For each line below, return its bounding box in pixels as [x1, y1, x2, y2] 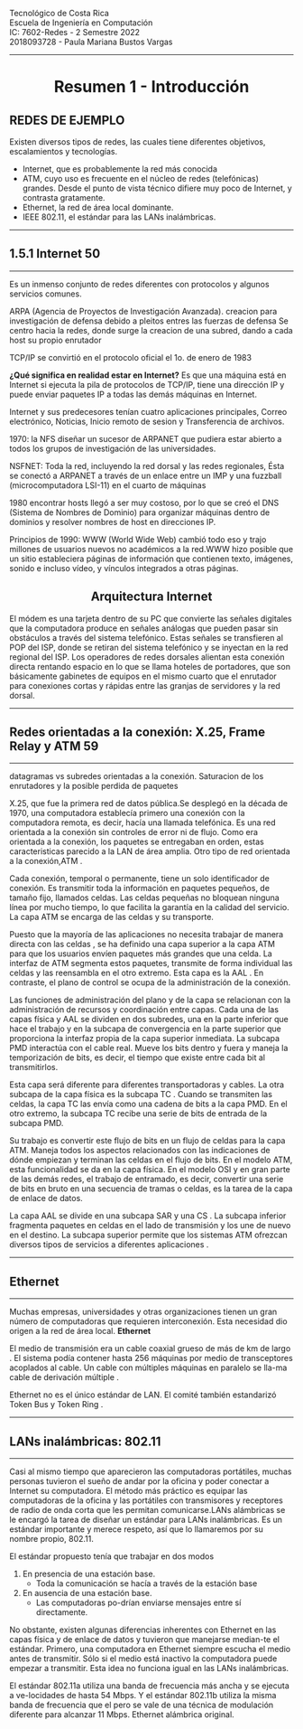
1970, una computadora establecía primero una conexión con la [9, 808, 245, 819]
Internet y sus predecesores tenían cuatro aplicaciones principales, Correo [9, 406, 288, 417]
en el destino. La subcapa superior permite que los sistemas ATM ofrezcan [9, 1229, 289, 1241]
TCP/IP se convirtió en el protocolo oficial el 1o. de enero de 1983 [9, 352, 252, 362]
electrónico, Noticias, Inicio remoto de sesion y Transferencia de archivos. [9, 416, 285, 427]
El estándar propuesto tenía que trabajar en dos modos [9, 1551, 215, 1562]
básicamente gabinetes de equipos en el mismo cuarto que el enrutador [9, 671, 277, 681]
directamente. [35, 1607, 88, 1618]
